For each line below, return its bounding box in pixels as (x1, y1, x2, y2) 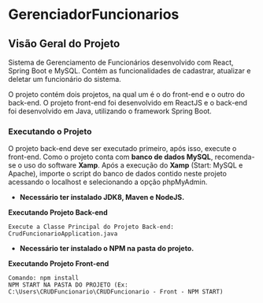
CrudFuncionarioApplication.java (8, 230, 118, 238)
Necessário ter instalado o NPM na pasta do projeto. (19, 244, 194, 253)
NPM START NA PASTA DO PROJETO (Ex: (8, 281, 128, 289)
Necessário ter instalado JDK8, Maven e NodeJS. (19, 193, 185, 202)
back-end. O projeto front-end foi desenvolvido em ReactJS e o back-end (8, 98, 248, 107)
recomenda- (214, 152, 255, 162)
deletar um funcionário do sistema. (8, 75, 122, 83)
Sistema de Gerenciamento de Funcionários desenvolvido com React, (8, 57, 234, 67)
